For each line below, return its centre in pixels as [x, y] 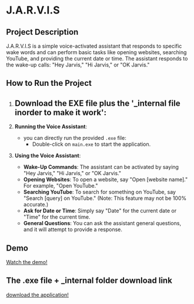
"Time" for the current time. [57, 217]
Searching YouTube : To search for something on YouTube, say [100, 192]
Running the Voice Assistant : [51, 126]
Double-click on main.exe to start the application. [91, 144]
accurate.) [36, 205]
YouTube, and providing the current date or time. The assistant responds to [97, 59]
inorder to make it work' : [61, 112]
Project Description [42, 32]
